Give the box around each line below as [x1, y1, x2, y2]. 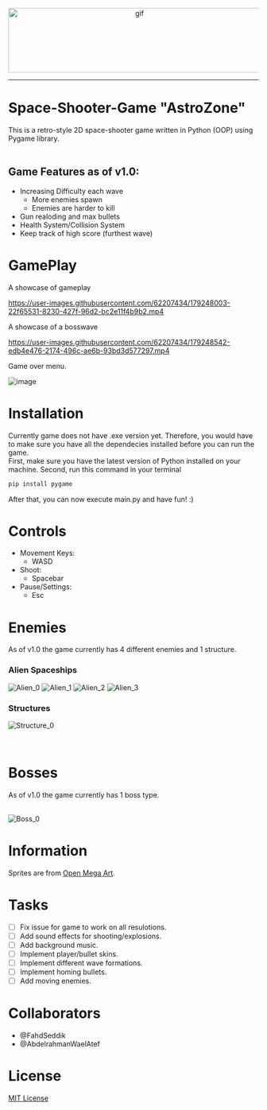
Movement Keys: [19, 549, 75, 558]
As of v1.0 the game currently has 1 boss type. [8, 790, 160, 799]
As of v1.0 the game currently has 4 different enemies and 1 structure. [8, 645, 237, 654]
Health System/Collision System [19, 219, 126, 230]
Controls [8, 522, 67, 540]
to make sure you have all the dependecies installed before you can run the [8, 439, 255, 448]
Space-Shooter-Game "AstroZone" [8, 99, 246, 117]
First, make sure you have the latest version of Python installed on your [8, 456, 241, 465]
